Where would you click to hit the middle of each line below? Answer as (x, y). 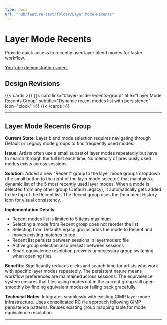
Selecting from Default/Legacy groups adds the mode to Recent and (82, 230)
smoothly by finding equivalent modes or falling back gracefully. (71, 287)
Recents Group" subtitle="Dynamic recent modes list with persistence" (78, 101)
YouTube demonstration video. (37, 68)
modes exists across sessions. (37, 164)
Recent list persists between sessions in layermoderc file (71, 240)
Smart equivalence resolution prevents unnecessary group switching (83, 251)
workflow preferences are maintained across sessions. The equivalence (79, 276)
